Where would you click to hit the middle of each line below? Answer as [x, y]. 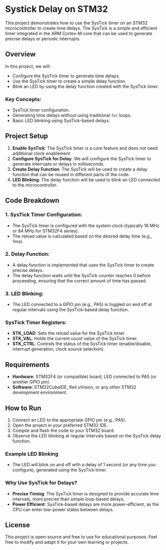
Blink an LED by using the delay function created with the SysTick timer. [85, 86]
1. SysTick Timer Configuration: [44, 215]
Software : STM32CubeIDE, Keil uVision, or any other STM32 [74, 387]
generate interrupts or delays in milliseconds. [58, 164]
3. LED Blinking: [24, 294]
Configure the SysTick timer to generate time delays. [66, 76]
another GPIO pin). [31, 382]
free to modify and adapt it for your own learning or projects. [67, 542]
